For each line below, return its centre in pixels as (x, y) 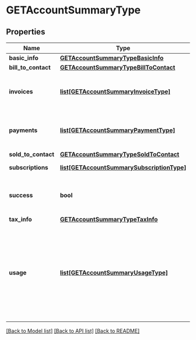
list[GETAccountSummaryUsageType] (114, 273)
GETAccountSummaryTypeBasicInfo (112, 58)
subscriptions (29, 167)
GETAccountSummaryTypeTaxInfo (109, 219)
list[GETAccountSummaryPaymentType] (118, 130)
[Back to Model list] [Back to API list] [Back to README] (73, 331)
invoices (21, 91)
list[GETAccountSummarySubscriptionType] (123, 167)
